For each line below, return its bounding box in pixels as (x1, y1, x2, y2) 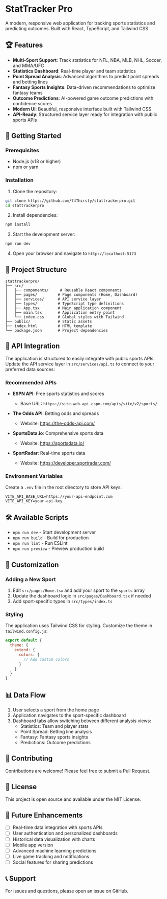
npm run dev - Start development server (12, 529, 96, 536)
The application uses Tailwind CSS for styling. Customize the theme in (5, 623, 153, 629)
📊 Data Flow (5, 690, 46, 699)
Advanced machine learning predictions (12, 847, 97, 854)
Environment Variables (5, 473, 63, 480)
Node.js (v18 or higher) (12, 158, 61, 165)
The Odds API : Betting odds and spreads (12, 410, 99, 417)
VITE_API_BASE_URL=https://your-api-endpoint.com (5, 494, 113, 499)
